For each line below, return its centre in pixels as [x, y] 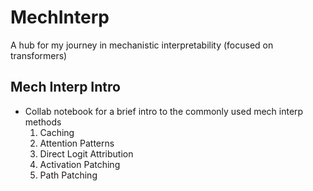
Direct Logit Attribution [86, 153]
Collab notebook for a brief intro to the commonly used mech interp [164, 111]
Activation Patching [80, 164]
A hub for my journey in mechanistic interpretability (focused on [142, 45]
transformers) [39, 55]
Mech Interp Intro [65, 87]
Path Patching [68, 175]
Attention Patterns [77, 143]
